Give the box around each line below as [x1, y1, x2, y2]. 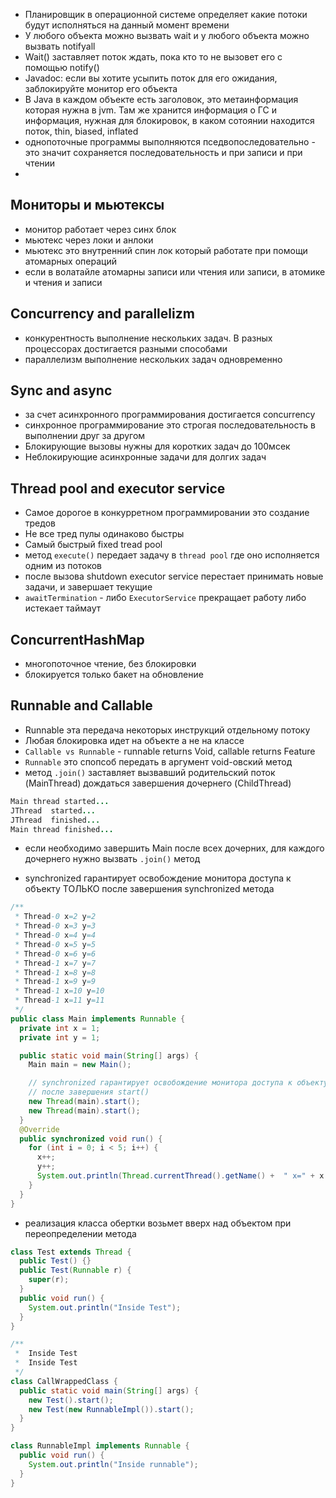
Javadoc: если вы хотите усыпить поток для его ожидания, [24, 72, 278, 84]
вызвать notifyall [24, 40, 96, 52]
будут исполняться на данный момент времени [24, 19, 230, 31]
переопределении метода [24, 1227, 137, 1239]
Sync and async [10, 382, 113, 399]
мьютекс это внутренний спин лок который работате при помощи [24, 244, 308, 256]
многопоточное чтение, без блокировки [24, 658, 197, 670]
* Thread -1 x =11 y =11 [14, 995, 105, 1006]
